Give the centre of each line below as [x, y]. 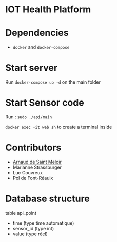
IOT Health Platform [48, 9]
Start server [32, 68]
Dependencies [37, 33]
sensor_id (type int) [33, 228]
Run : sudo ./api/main [29, 117]
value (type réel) [30, 234]
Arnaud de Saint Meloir [37, 162]
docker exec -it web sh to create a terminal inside [59, 127]
